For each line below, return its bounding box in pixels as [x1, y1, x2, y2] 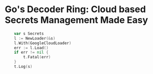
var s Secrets [14, 31, 44, 36]
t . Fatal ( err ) [23, 55, 51, 60]
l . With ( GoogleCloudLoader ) [14, 41, 72, 46]
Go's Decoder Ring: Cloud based [5, 4, 146, 15]
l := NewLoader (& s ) [14, 35, 56, 41]
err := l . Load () [14, 45, 49, 50]
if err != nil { [14, 50, 49, 55]
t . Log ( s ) [14, 64, 33, 69]
